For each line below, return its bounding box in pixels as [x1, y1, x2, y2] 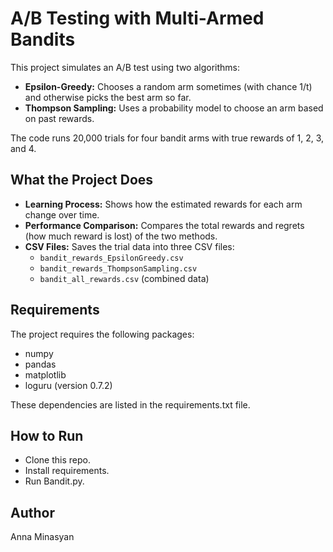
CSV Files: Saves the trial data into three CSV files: [24, 240, 235, 252]
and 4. [10, 142, 37, 154]
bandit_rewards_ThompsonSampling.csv [39, 263, 198, 274]
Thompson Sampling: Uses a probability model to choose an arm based [24, 102, 324, 114]
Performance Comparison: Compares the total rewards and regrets [24, 219, 305, 231]
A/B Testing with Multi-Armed [10, 7, 265, 30]
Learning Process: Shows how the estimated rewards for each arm [24, 198, 303, 210]
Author [10, 504, 55, 521]
